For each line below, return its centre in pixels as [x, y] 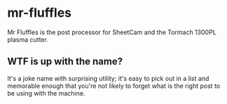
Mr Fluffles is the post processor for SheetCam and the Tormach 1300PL [112, 32]
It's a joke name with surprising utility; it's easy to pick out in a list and [108, 78]
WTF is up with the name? [65, 62]
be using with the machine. [46, 93]
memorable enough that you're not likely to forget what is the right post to [114, 86]
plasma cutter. [28, 39]
